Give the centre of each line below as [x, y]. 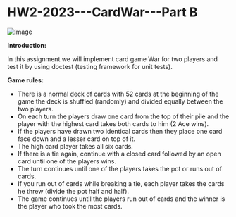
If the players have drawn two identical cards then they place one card [120, 131]
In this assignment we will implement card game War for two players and [113, 59]
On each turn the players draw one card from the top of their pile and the [123, 116]
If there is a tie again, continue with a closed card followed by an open [119, 154]
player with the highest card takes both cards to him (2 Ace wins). [113, 123]
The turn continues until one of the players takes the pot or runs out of [119, 168]
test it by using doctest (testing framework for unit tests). [90, 66]
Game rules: [26, 80]
